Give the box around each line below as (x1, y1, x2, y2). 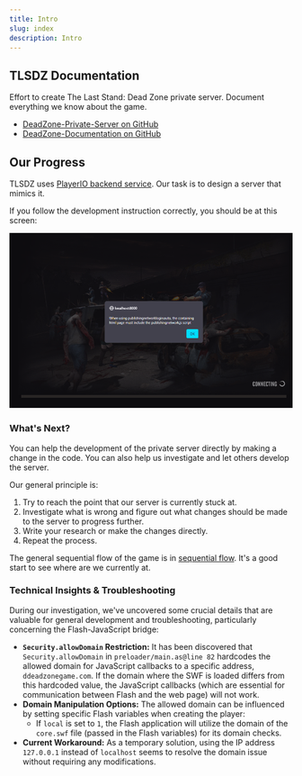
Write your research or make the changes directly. (22, 525, 209, 536)
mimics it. (9, 188, 45, 198)
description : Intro (9, 33, 83, 42)
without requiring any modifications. (22, 756, 156, 767)
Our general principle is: (9, 479, 99, 490)
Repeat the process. (22, 535, 97, 546)
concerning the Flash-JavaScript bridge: (9, 624, 159, 635)
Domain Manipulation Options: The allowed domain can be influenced (22, 699, 285, 709)
